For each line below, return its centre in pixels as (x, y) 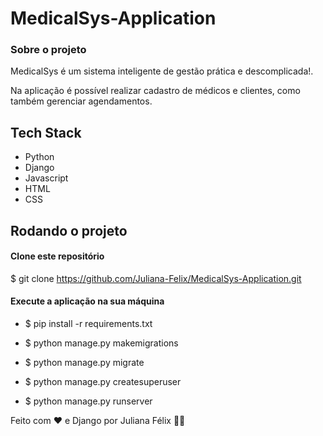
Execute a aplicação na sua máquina (87, 301)
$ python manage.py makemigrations (101, 343)
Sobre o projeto (48, 50)
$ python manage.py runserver (88, 401)
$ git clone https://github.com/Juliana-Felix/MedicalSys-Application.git (156, 278)
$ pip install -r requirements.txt (88, 324)
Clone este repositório (57, 256)
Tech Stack (46, 132)
